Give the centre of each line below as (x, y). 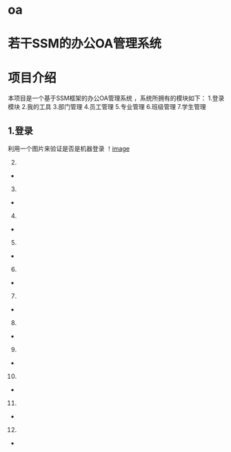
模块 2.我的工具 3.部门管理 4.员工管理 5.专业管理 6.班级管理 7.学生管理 (107, 107)
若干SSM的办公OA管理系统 (85, 44)
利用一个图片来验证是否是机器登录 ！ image (69, 149)
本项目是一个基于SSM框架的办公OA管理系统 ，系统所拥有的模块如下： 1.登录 (116, 98)
